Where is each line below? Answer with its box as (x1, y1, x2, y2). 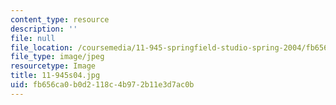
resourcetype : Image (10, 61, 97, 71)
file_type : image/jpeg (10, 52, 105, 62)
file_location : (10, 42, 74, 53)
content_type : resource (10, 14, 110, 25)
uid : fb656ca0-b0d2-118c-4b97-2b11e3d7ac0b (10, 80, 195, 90)
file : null (10, 33, 56, 43)
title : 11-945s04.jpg (10, 71, 101, 81)
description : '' (10, 24, 78, 34)
